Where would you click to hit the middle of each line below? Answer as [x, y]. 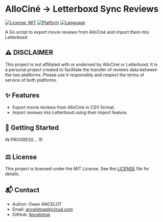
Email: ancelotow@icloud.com [43, 209]
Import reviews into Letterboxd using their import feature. [70, 112]
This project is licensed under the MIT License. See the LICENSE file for [77, 169]
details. [12, 174]
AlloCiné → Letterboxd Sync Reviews [82, 9]
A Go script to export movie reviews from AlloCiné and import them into [77, 32]
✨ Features [22, 96]
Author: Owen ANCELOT [37, 204]
